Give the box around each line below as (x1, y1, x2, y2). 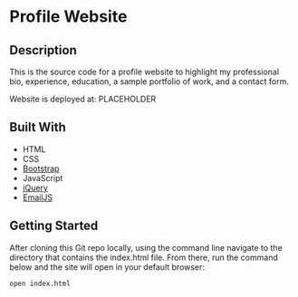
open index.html (9, 279, 71, 288)
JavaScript (22, 172, 63, 183)
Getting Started (9, 218, 99, 234)
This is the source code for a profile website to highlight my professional (9, 66, 279, 77)
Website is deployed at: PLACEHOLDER (9, 93, 157, 104)
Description (9, 43, 77, 58)
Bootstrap (22, 163, 60, 174)
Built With (9, 120, 66, 135)
